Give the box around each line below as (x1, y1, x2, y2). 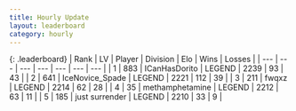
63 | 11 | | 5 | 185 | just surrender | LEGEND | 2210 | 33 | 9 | (9, 91, 222, 102)
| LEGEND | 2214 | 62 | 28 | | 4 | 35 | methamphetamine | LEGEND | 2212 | (9, 82, 279, 93)
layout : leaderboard (9, 21, 86, 30)
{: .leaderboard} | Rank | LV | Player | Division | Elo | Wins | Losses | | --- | (9, 54, 278, 65)
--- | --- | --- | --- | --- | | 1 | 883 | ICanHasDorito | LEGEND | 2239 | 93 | (19, 63, 284, 74)
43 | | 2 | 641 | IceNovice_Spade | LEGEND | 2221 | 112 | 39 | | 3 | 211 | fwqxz (9, 73, 288, 83)
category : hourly (9, 29, 74, 38)
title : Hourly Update (9, 12, 90, 22)
